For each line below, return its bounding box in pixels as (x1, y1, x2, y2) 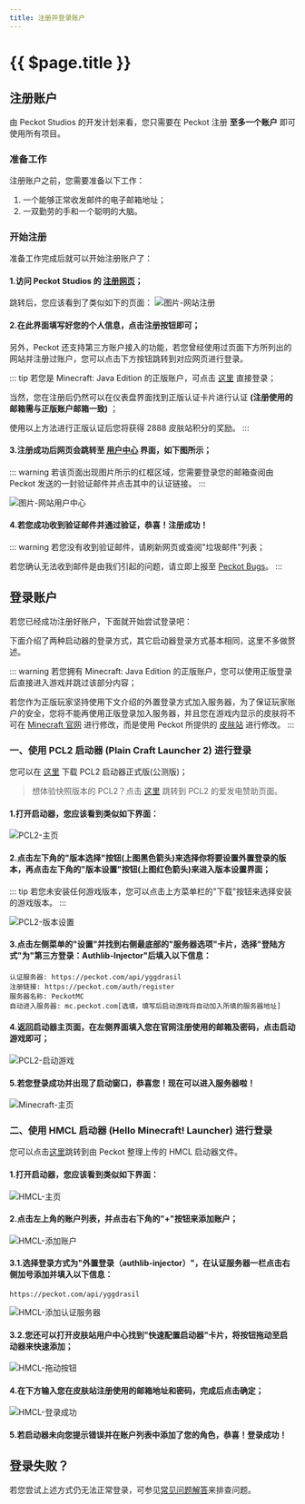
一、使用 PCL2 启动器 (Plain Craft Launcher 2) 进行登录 (9, 743, 252, 756)
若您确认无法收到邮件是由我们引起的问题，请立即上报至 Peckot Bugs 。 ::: (9, 561, 283, 572)
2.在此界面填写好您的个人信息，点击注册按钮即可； (9, 319, 201, 331)
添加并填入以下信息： (33, 1269, 113, 1280)
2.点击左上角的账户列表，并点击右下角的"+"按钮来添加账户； (9, 1214, 239, 1224)
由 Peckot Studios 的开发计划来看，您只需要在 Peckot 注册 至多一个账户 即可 (9, 116, 296, 127)
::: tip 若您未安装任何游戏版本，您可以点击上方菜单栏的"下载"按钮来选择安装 (9, 886, 292, 897)
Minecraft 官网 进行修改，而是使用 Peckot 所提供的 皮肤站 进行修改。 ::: (26, 719, 295, 730)
